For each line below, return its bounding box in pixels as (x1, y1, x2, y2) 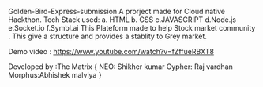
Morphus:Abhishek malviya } (8, 71, 102, 79)
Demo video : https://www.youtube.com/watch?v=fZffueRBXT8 (8, 47, 215, 56)
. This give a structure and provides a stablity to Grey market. (8, 31, 208, 41)
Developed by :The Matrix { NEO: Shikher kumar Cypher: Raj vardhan (8, 62, 233, 71)
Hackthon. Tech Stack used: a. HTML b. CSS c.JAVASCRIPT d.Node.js (8, 15, 237, 24)
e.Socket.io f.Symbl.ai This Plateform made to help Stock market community (8, 24, 256, 32)
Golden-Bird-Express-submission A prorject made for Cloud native (8, 7, 225, 16)
